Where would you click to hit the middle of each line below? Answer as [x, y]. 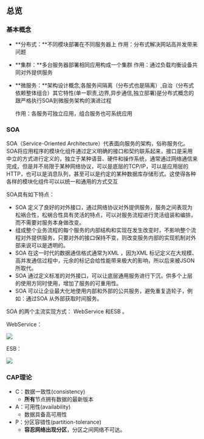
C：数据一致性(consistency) [50, 392]
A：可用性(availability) [43, 407]
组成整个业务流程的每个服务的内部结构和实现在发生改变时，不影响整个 [103, 230]
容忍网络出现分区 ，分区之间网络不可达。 [75, 430]
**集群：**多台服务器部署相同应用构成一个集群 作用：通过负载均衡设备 [104, 64]
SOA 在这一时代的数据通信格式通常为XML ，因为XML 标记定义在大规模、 [106, 253]
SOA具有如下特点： [30, 194]
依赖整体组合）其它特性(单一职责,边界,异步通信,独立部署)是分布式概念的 [104, 92]
